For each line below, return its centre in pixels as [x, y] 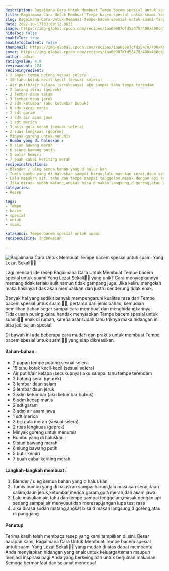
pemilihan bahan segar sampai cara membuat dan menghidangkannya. [79, 309]
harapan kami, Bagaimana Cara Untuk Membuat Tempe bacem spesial [78, 542]
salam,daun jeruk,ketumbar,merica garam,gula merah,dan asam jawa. [84, 492]
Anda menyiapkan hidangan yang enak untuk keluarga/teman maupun [78, 552]
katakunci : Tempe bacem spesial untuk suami [53, 234]
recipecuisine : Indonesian [33, 238]
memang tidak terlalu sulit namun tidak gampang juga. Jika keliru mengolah [83, 283]
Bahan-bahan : [21, 351]
